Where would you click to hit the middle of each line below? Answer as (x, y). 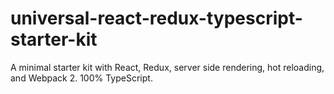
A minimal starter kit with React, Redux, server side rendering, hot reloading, (167, 67)
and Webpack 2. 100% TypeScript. (81, 78)
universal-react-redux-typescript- (156, 18)
